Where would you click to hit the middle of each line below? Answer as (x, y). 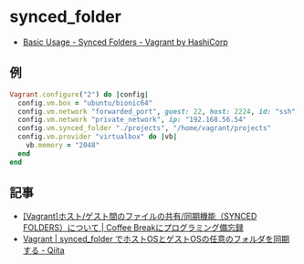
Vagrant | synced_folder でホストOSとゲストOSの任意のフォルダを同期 (156, 239)
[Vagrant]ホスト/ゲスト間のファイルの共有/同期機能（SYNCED (140, 217)
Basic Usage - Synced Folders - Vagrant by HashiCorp (125, 42)
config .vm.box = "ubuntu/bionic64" (85, 103)
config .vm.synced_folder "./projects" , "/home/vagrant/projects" (145, 128)
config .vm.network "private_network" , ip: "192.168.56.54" (132, 120)
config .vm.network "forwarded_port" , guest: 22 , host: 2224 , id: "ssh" (157, 111)
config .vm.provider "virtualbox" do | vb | (98, 137)
